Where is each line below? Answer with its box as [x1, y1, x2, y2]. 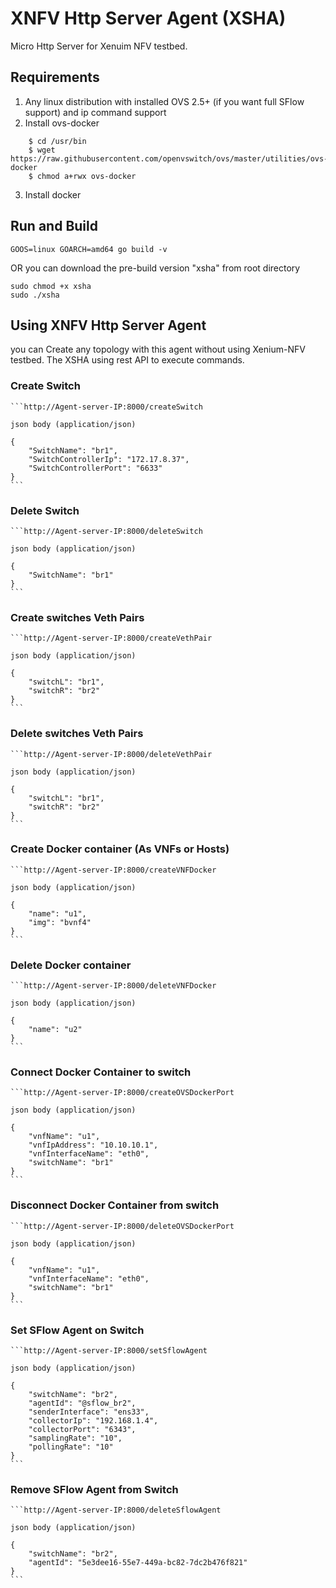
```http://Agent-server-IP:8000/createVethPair [10, 633, 213, 644]
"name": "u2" [28, 1025, 83, 1035]
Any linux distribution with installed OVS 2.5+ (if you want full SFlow [24, 95, 305, 107]
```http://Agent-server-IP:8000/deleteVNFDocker [10, 981, 217, 991]
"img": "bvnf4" [28, 917, 92, 927]
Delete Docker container [10, 958, 132, 972]
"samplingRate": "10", [28, 1433, 123, 1444]
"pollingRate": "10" [28, 1442, 114, 1452]
